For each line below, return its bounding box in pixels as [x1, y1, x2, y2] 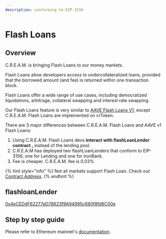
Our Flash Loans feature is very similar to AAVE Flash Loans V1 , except [5, 107, 151, 113]
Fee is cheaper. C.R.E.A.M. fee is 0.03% [12, 158, 95, 164]
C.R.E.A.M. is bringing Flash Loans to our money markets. [5, 62, 124, 68]
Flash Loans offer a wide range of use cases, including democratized [5, 92, 147, 98]
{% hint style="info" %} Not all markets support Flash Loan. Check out [5, 168, 150, 174]
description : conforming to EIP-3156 [5, 7, 84, 12]
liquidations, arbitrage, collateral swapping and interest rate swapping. [5, 97, 150, 103]
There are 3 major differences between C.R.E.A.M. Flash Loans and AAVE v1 [5, 122, 162, 128]
